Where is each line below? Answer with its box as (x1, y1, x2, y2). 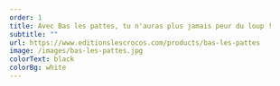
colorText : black (9, 55, 75, 64)
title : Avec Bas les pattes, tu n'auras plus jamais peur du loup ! (9, 21, 273, 30)
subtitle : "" (9, 30, 59, 39)
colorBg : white (9, 64, 67, 73)
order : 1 (9, 13, 42, 22)
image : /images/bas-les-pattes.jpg (9, 47, 144, 56)
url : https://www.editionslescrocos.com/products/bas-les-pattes (9, 38, 260, 47)
